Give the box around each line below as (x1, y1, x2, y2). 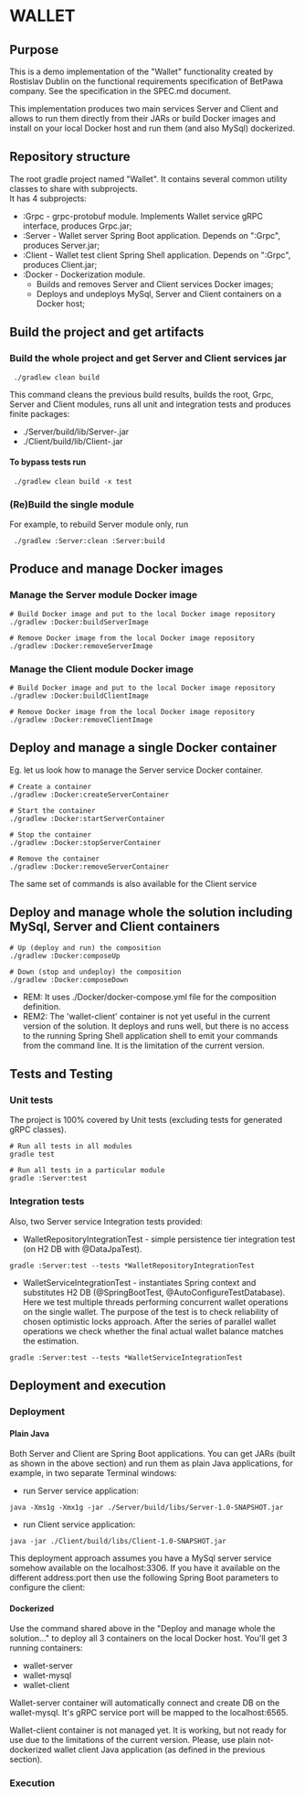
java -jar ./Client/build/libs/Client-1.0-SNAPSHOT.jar (9, 1537, 226, 1546)
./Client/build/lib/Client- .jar (22, 435, 123, 446)
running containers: (9, 1642, 83, 1653)
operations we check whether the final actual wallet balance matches (22, 1325, 284, 1336)
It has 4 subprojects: (9, 193, 87, 204)
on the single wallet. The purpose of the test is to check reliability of (22, 1306, 279, 1317)
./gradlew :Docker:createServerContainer (9, 790, 170, 799)
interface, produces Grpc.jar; (22, 220, 132, 231)
